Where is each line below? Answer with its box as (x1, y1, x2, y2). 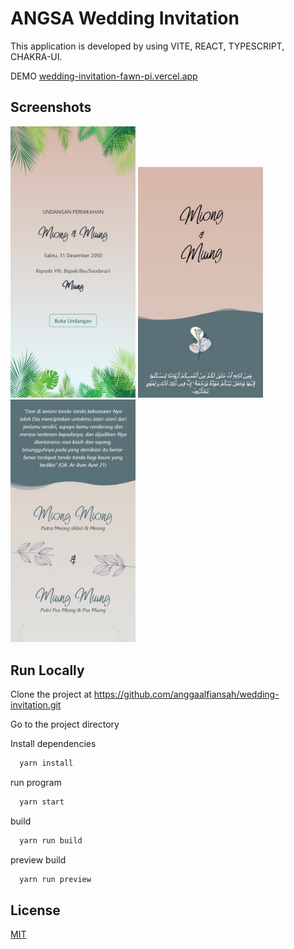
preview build (10, 853, 67, 866)
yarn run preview (19, 874, 92, 884)
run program (10, 776, 62, 788)
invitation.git (10, 698, 62, 711)
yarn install (19, 758, 74, 768)
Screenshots (10, 99, 92, 116)
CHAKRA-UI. (10, 50, 63, 62)
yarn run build (19, 835, 83, 846)
